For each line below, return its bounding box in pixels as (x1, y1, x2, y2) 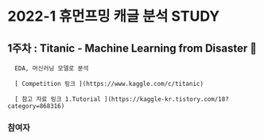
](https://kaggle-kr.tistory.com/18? (103, 95, 230, 103)
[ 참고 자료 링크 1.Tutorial (14, 95, 101, 103)
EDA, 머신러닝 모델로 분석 (14, 64, 89, 72)
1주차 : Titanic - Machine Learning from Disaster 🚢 (7, 41, 258, 55)
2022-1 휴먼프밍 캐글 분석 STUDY (7, 7, 220, 25)
